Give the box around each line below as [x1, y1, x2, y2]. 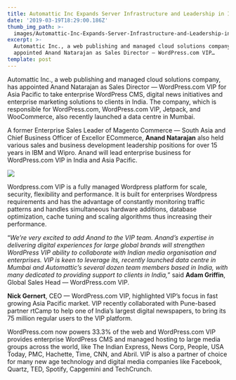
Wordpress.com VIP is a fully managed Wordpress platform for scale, [7, 182, 207, 191]
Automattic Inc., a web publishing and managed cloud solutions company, [7, 75, 221, 83]
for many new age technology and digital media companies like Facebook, [7, 357, 223, 365]
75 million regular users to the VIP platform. [7, 313, 133, 323]
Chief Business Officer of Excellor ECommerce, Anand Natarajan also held [7, 133, 224, 142]
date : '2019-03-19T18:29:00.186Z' [7, 17, 109, 24]
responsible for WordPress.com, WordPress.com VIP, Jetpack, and [7, 104, 201, 113]
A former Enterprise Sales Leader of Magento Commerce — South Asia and [7, 125, 226, 134]
